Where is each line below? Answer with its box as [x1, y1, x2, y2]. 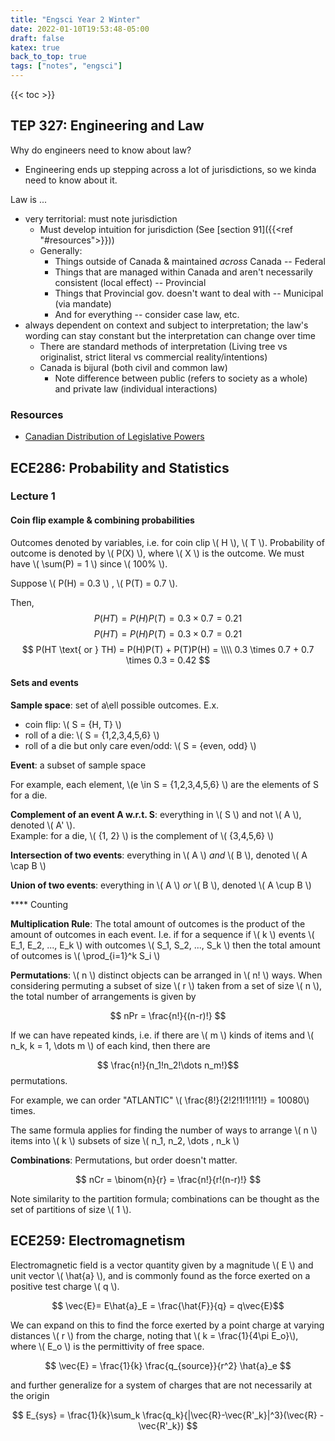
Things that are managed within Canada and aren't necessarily [54, 266, 313, 278]
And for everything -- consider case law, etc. [54, 308, 240, 320]
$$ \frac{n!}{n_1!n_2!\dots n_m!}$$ [96, 1059, 240, 1071]
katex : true [10, 42, 60, 53]
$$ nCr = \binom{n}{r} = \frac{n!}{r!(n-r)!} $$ [74, 1173, 262, 1185]
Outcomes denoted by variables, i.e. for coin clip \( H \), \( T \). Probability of [10, 536, 325, 548]
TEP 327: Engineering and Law [10, 117, 205, 135]
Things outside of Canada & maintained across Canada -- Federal [54, 255, 326, 267]
